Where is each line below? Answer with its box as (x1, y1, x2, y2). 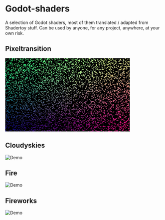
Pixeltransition (5, 44, 51, 53)
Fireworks (5, 197, 37, 205)
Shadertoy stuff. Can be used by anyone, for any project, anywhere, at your (5, 24, 160, 30)
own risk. (5, 30, 24, 36)
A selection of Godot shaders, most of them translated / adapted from (5, 19, 149, 25)
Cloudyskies (5, 141, 45, 150)
